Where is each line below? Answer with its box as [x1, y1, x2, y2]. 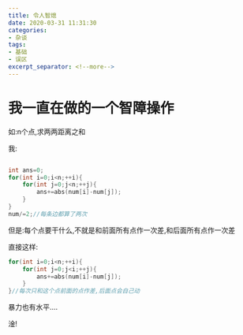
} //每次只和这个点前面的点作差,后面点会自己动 [8, 287, 140, 296]
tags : [8, 41, 26, 49]
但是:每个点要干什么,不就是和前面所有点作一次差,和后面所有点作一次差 [8, 225, 236, 235]
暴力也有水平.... [8, 303, 58, 312]
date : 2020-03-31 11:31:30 [8, 19, 97, 27]
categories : [8, 26, 47, 34]
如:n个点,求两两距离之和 [8, 127, 86, 136]
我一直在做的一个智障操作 [8, 99, 175, 117]
